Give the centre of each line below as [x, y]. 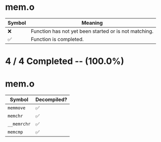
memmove [17, 108]
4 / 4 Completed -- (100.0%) [65, 61]
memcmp [15, 132]
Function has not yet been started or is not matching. [92, 31]
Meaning [92, 23]
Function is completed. [57, 39]
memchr [15, 116]
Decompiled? [51, 99]
